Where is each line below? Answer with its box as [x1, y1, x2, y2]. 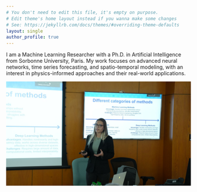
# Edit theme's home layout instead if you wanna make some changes [6, 15, 177, 22]
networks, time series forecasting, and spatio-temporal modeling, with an [6, 63, 184, 70]
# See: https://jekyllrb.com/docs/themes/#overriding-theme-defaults [6, 22, 180, 28]
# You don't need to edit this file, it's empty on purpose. [6, 9, 159, 15]
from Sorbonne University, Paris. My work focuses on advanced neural [6, 58, 178, 65]
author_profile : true [6, 34, 59, 41]
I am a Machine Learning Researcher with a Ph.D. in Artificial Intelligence [6, 51, 182, 58]
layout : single [6, 28, 43, 34]
